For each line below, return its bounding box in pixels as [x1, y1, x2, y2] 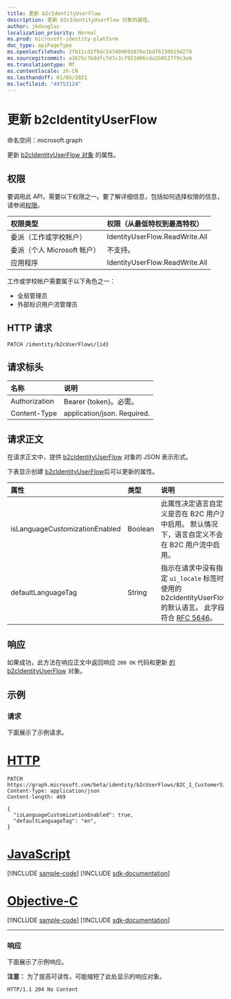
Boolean [127, 524, 155, 534]
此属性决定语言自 [160, 499, 217, 509]
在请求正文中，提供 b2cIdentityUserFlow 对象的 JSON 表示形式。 [7, 453, 192, 461]
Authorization [10, 396, 54, 406]
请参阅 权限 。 [7, 201, 43, 209]
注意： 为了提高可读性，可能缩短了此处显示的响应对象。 [7, 972, 166, 980]
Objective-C [7, 893, 78, 908]
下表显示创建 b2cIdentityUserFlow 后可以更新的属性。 [7, 468, 159, 476]
